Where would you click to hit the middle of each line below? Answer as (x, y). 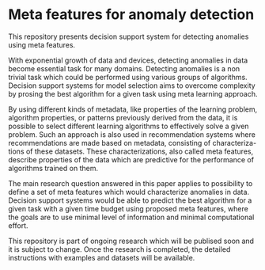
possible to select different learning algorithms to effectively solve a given (129, 126)
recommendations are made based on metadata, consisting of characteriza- (132, 143)
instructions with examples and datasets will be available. (102, 257)
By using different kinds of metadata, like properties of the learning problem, (133, 109)
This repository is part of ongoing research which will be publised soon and (131, 241)
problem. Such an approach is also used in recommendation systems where (132, 134)
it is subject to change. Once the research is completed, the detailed (119, 249)
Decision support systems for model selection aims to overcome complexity (132, 86)
